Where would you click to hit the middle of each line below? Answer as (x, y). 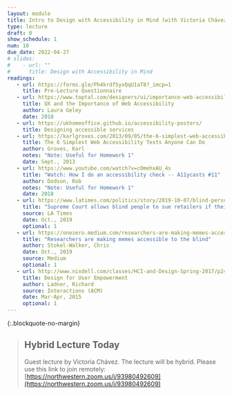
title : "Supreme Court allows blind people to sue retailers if (117, 207)
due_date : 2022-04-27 (38, 53)
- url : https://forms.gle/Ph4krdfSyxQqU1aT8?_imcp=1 (94, 85)
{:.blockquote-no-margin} (44, 323)
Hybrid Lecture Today (72, 345)
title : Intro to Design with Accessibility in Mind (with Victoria (106, 20)
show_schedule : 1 (32, 39)
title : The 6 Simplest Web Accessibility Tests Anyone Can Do (114, 143)
